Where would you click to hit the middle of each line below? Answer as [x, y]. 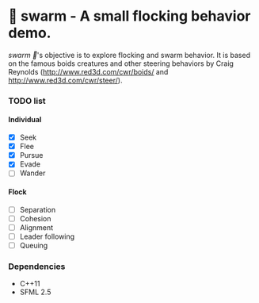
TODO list [27, 101]
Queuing [34, 245]
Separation [38, 209]
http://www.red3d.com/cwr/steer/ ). [65, 80]
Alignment [36, 227]
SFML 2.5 [35, 292]
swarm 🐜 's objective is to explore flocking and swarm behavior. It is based [129, 55]
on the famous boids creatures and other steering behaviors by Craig [121, 63]
